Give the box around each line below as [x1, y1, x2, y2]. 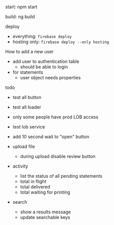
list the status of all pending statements [20, 173, 103, 179]
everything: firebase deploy [12, 34, 72, 39]
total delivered [20, 184, 51, 189]
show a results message [20, 209, 71, 215]
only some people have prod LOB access [12, 114, 99, 120]
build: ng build [5, 14, 35, 19]
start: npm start [5, 4, 37, 10]
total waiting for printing [20, 189, 70, 195]
